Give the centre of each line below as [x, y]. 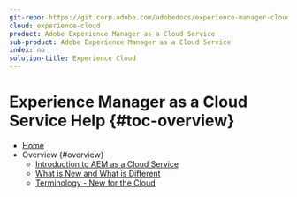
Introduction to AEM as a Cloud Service [107, 163]
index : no [27, 50]
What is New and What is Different [98, 173]
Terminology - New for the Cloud [95, 183]
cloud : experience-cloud [55, 26]
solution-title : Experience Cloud [73, 58]
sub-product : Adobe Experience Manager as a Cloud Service [120, 42]
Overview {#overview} [63, 155]
